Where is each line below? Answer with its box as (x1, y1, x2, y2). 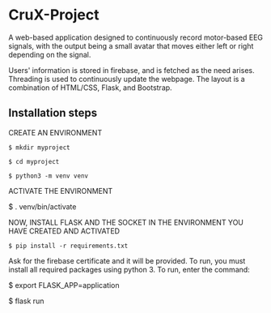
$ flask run (8, 296, 44, 306)
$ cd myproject (8, 157, 60, 165)
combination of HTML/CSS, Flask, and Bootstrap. (8, 83, 172, 92)
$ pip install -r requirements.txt (8, 242, 129, 250)
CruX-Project (8, 6, 100, 24)
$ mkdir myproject (8, 144, 70, 152)
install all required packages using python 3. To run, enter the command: (8, 264, 251, 274)
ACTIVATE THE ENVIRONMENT (8, 186, 113, 195)
